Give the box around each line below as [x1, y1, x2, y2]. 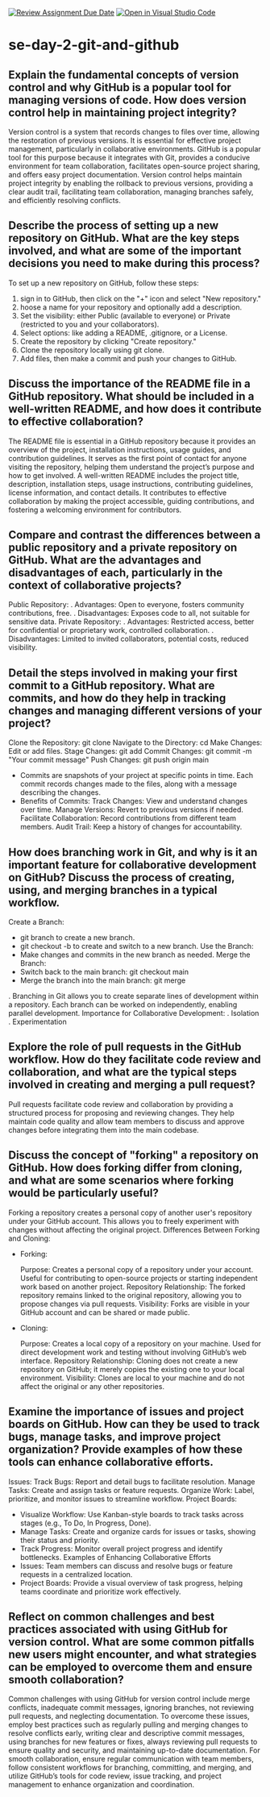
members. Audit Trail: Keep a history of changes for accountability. [19, 822, 243, 832]
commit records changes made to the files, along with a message [19, 779, 238, 789]
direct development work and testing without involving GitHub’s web [19, 1347, 247, 1357]
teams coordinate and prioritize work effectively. [19, 1587, 181, 1596]
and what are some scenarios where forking [8, 1174, 234, 1188]
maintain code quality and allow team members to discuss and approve [8, 1117, 245, 1126]
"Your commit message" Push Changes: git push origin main [8, 755, 210, 765]
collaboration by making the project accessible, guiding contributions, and [8, 496, 255, 505]
